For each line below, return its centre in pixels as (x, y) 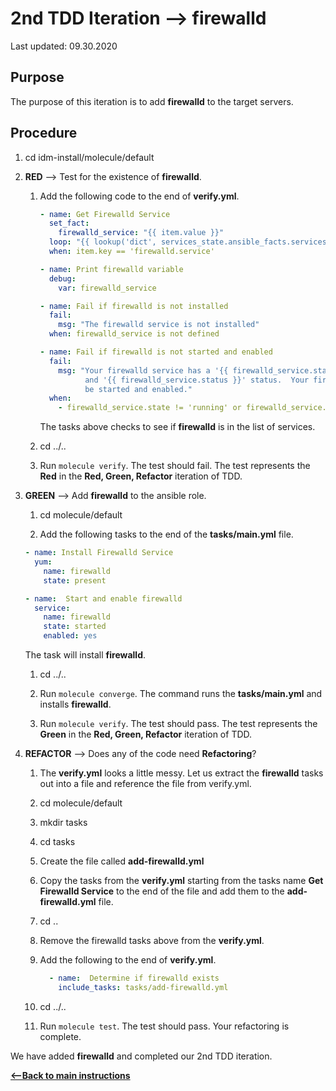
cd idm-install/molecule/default (89, 157)
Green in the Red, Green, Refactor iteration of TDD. (146, 734)
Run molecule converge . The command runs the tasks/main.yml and (181, 694)
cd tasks (57, 842)
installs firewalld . (75, 704)
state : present (75, 580)
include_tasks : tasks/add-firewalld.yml (143, 987)
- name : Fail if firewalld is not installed (134, 306)
